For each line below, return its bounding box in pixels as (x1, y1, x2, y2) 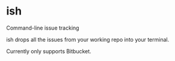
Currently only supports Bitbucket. (6, 47, 91, 55)
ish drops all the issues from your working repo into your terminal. (6, 36, 170, 43)
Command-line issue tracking (6, 24, 79, 31)
